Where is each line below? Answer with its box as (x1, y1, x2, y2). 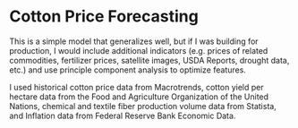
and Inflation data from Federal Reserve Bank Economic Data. (9, 110, 236, 121)
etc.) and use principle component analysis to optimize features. (9, 64, 246, 75)
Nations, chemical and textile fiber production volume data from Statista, (9, 100, 277, 111)
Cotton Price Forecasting (9, 6, 199, 27)
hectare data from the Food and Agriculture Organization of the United (9, 91, 269, 102)
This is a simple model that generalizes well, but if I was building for (9, 36, 259, 47)
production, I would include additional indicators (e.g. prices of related (9, 45, 268, 55)
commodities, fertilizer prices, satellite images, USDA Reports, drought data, (9, 55, 290, 65)
